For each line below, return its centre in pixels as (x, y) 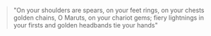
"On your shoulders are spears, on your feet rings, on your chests (109, 10)
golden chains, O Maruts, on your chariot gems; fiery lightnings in (109, 18)
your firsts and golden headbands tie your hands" (85, 25)
